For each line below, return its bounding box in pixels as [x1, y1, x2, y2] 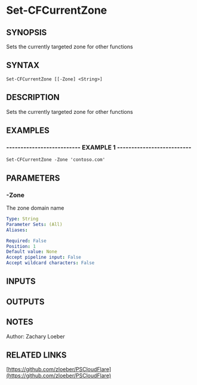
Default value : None [6, 249, 58, 255]
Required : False [6, 238, 47, 244]
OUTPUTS [6, 296, 45, 307]
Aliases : [6, 227, 28, 233]
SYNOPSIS [6, 27, 47, 38]
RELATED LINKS [6, 350, 67, 360]
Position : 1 [6, 243, 36, 249]
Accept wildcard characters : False [6, 260, 95, 266]
